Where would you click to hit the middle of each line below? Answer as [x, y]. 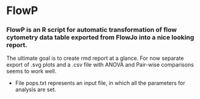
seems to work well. [31, 71]
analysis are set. [36, 90]
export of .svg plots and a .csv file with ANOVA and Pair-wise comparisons [100, 65]
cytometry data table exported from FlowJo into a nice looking [100, 37]
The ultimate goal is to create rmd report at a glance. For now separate [95, 58]
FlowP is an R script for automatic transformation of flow [91, 30]
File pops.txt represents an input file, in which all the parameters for [100, 83]
